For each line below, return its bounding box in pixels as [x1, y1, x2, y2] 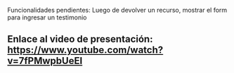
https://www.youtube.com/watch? [7, 44, 164, 56]
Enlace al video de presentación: [7, 33, 153, 45]
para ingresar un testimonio [7, 13, 87, 22]
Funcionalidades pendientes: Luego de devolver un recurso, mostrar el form [7, 6, 228, 14]
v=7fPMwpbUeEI [7, 55, 83, 67]
